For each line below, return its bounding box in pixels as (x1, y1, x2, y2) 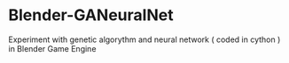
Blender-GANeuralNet (8, 5, 174, 25)
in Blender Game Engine (8, 43, 97, 53)
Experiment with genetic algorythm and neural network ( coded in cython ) (8, 34, 281, 45)
